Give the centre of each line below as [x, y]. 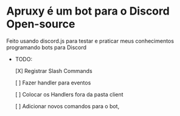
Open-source [41, 24]
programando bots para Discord [47, 47]
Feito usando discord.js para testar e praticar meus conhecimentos [90, 41]
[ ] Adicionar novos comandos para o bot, [67, 106]
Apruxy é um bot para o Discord [88, 11]
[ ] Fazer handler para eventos [53, 83]
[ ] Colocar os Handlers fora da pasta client [69, 94]
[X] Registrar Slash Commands [54, 70]
